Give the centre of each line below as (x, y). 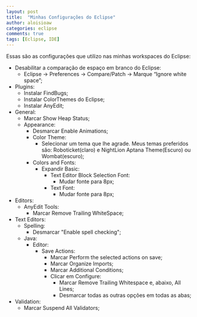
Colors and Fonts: (54, 162)
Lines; (67, 289)
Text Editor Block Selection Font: (90, 175)
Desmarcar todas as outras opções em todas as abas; (125, 295)
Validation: (28, 302)
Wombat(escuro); (63, 156)
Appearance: (40, 125)
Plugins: (25, 87)
